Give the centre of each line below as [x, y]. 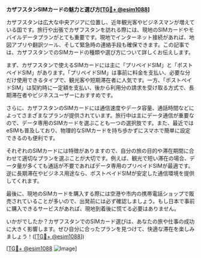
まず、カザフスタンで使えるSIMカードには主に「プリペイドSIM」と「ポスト [100, 65]
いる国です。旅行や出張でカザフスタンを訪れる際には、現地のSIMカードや [97, 30]
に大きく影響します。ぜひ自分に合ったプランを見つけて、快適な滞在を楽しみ [100, 229]
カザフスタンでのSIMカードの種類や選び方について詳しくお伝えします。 [105, 52]
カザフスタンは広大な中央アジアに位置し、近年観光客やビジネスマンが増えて [100, 22]
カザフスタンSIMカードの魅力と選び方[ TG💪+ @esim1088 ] [78, 9]
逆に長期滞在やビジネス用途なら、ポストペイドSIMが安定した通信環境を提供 [100, 173]
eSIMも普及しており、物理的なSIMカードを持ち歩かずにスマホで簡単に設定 [98, 131]
